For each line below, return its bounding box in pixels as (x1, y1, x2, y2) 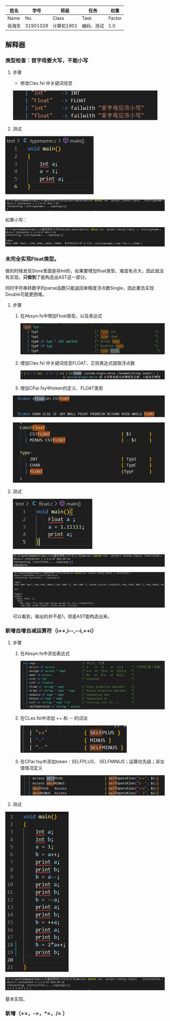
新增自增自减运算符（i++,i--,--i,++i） (5, 627, 97, 634)
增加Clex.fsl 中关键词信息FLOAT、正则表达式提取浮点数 (20, 360, 135, 366)
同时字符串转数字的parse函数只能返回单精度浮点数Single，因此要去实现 (5, 285, 154, 291)
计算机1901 (52, 23, 77, 28)
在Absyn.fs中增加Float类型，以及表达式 (20, 312, 103, 319)
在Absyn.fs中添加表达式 (20, 650, 70, 656)
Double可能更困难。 (5, 291, 47, 297)
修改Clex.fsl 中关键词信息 (20, 80, 73, 86)
